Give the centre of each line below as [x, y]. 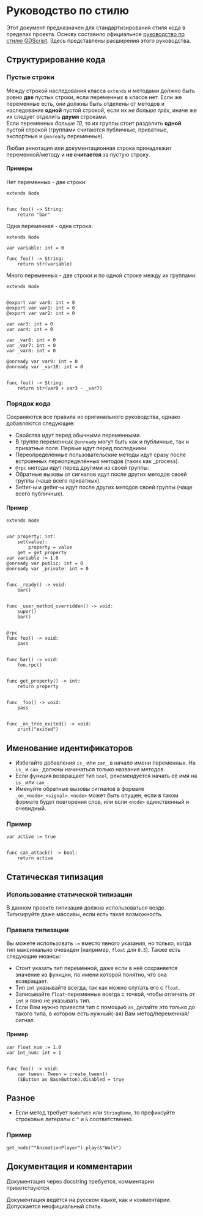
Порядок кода [28, 403]
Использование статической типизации [69, 894]
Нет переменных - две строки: [47, 182]
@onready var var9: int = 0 [42, 361]
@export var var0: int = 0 [41, 302]
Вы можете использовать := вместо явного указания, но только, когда [99, 943]
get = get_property [42, 553]
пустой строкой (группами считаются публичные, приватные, [87, 130]
